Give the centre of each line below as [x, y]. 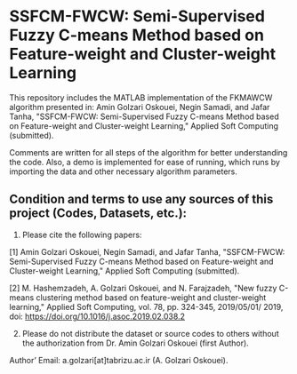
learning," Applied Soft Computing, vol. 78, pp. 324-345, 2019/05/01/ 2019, [146, 306]
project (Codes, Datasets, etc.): [98, 214]
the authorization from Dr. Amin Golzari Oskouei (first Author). [135, 343]
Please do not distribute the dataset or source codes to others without [150, 333]
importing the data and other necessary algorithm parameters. [124, 171]
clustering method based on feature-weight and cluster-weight [151, 297]
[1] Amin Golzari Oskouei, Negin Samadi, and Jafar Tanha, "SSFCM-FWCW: [147, 251]
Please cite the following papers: [82, 235]
